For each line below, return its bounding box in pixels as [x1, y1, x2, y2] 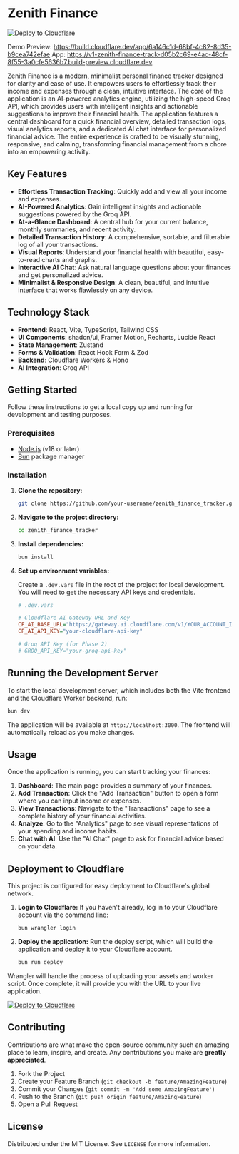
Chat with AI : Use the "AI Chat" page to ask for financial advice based [17, 834, 225, 843]
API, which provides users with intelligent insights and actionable [7, 101, 198, 110]
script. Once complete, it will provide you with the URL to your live [7, 979, 201, 988]
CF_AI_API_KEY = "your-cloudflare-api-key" [17, 628, 143, 635]
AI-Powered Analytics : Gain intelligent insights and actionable [17, 202, 202, 211]
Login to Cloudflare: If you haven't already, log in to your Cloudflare [17, 903, 218, 912]
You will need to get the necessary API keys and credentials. [17, 588, 196, 596]
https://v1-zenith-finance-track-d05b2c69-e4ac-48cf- [66, 50, 228, 59]
